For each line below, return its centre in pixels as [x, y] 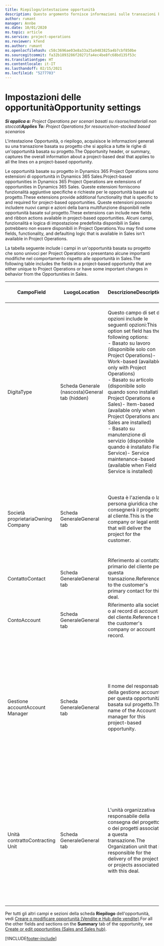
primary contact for [130, 591]
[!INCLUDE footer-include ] [31, 938]
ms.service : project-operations [38, 37]
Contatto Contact [27, 578]
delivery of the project [133, 859]
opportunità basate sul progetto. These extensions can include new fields [78, 212]
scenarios [15, 131]
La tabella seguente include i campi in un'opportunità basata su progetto [78, 248]
